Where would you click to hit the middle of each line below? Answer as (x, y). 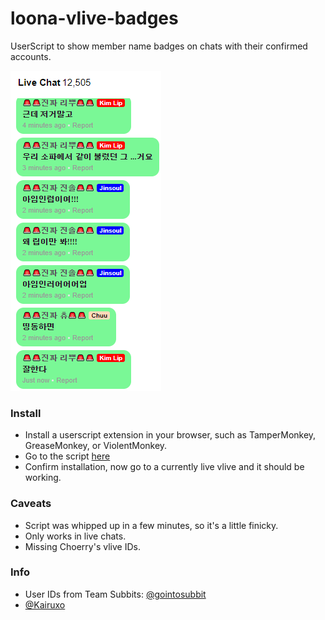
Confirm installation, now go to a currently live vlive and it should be (164, 467)
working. (43, 478)
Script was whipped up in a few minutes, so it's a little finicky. (151, 525)
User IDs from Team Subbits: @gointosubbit (115, 594)
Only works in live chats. (75, 536)
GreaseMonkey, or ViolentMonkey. (96, 446)
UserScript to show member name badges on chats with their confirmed (159, 46)
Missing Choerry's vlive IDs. (82, 546)
